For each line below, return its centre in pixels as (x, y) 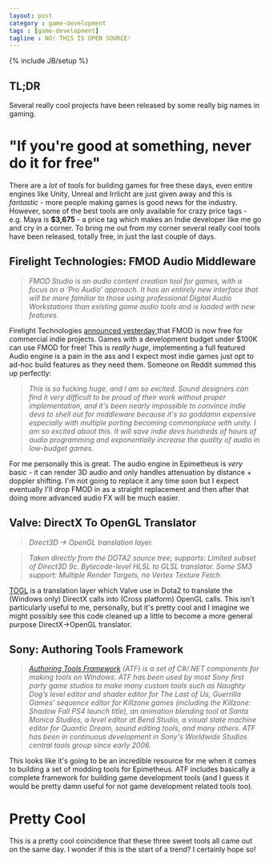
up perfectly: (30, 373)
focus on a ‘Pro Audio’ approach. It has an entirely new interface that (143, 289)
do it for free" (55, 163)
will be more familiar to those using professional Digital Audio (130, 298)
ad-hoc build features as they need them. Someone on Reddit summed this (133, 365)
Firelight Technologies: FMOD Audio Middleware (132, 262)
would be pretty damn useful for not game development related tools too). (131, 787)
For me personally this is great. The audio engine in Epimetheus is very (126, 463)
